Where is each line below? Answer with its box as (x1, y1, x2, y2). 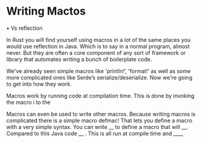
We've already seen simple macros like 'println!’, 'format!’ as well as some (6, 67, 191, 74)
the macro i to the (6, 99, 50, 106)
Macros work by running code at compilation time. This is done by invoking (6, 92, 195, 99)
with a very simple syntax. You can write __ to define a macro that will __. (6, 123, 189, 130)
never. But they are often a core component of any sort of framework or (6, 49, 186, 56)
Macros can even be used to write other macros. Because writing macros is (6, 110, 196, 117)
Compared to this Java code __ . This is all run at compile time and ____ (6, 130, 184, 137)
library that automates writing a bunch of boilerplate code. (6, 55, 152, 63)
